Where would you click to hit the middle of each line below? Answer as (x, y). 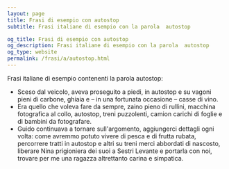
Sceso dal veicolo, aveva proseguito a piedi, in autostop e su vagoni (114, 92)
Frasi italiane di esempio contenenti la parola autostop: (85, 78)
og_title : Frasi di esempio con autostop (68, 39)
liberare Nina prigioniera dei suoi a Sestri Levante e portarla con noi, (115, 151)
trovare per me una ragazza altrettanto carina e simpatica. (100, 158)
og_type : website (32, 52)
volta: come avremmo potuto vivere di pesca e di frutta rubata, (107, 136)
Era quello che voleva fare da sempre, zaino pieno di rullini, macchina (117, 106)
